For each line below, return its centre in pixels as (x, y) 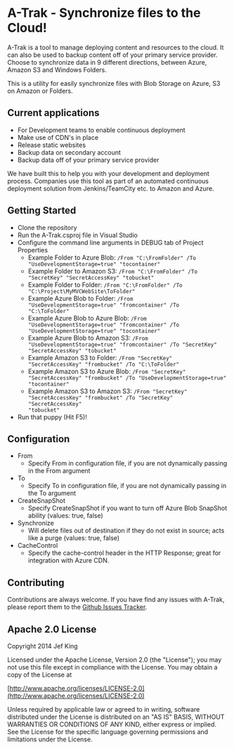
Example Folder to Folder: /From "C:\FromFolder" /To (105, 284)
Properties (32, 250)
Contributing (36, 583)
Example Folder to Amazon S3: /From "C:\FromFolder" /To (113, 271)
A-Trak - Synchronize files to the (104, 13)
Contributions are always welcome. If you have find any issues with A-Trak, (116, 600)
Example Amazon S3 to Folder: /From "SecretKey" (100, 357)
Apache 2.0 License (52, 629)
